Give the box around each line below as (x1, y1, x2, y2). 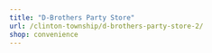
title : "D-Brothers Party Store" (9, 13, 135, 22)
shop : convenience (9, 30, 78, 39)
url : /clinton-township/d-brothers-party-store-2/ (9, 22, 204, 31)
